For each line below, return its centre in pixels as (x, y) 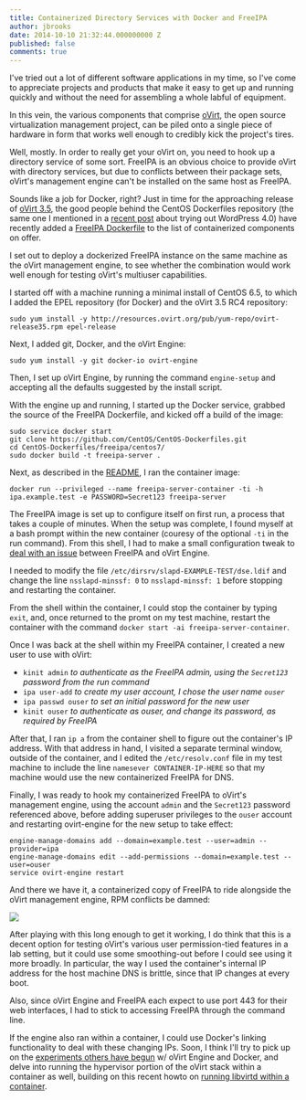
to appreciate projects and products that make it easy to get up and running (152, 88)
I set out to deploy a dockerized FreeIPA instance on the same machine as (148, 256)
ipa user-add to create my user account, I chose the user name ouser (154, 692)
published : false (42, 43)
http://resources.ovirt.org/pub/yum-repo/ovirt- (185, 319)
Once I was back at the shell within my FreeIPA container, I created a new (147, 645)
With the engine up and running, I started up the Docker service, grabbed (148, 405)
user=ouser (30, 865)
